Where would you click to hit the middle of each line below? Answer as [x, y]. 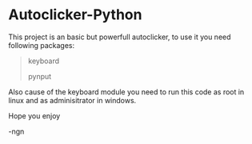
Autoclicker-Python [75, 15]
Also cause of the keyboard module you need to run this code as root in [126, 92]
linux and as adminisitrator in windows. [72, 100]
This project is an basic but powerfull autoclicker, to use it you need [120, 37]
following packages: [42, 45]
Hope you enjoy [34, 116]
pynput [40, 76]
